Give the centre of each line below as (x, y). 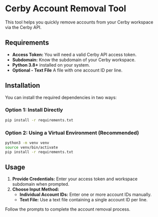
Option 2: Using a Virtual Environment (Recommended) (72, 133)
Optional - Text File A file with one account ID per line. (67, 70)
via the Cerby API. (23, 27)
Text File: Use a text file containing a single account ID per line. (84, 200)
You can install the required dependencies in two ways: (61, 97)
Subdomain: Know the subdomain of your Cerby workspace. (74, 60)
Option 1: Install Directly (34, 110)
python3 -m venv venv (27, 143)
